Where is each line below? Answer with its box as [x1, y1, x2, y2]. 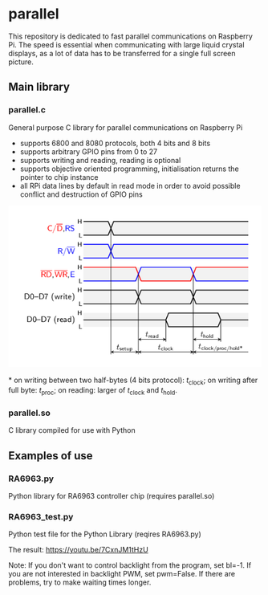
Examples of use [8, 449, 93, 463]
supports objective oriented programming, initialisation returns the [19, 164, 239, 173]
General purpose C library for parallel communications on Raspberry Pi [8, 122, 243, 132]
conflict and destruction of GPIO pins [19, 190, 143, 199]
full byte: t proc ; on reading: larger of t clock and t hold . [8, 385, 178, 397]
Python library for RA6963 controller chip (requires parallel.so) [8, 491, 215, 501]
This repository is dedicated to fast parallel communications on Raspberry [8, 31, 253, 41]
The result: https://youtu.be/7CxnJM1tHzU [8, 545, 148, 555]
